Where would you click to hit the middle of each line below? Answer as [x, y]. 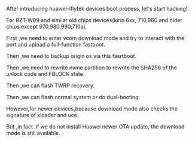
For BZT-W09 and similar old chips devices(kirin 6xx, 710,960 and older [94, 20]
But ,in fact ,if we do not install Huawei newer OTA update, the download [95, 127]
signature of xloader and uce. [42, 115]
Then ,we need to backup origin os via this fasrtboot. [71, 56]
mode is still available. [33, 133]
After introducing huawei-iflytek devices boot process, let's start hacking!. [98, 9]
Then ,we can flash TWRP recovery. [50, 85]
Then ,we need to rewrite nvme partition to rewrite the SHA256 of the [92, 68]
